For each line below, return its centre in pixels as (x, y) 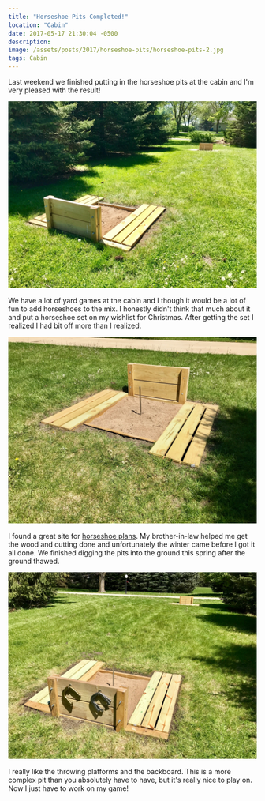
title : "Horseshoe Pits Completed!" (68, 17)
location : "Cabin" (38, 25)
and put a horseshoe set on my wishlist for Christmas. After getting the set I (131, 317)
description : (30, 42)
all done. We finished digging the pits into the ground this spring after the (127, 553)
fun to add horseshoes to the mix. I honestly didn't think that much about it (129, 309)
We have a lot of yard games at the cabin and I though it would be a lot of (127, 301)
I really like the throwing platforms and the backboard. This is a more (119, 771)
